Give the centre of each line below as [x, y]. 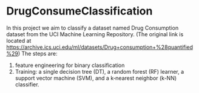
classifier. [27, 84]
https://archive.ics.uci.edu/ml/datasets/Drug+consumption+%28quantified [99, 47]
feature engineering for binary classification [70, 65]
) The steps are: [38, 53]
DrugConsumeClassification [79, 11]
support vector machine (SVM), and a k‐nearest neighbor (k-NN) [96, 78]
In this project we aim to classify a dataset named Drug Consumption [93, 28]
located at [19, 40]
